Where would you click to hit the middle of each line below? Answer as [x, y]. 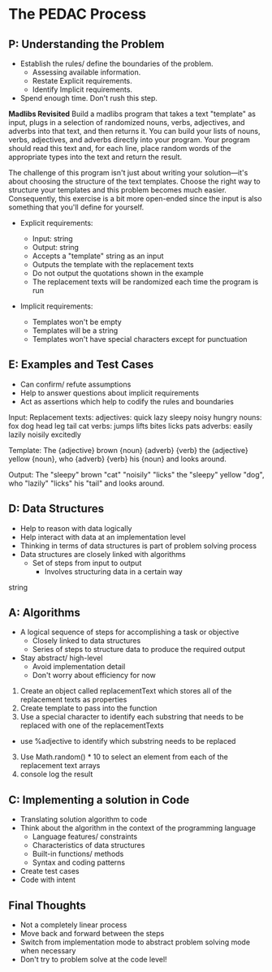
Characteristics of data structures [89, 845]
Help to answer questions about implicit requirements [110, 393]
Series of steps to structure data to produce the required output [139, 650]
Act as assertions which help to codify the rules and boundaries [127, 401]
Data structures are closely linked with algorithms [103, 554]
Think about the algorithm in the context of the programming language [138, 828]
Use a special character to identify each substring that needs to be [132, 717]
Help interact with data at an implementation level [103, 537]
